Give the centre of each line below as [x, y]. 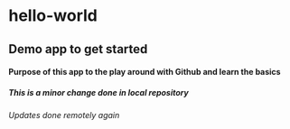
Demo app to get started [78, 49]
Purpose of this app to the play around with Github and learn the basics [145, 72]
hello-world [53, 16]
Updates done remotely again [64, 115]
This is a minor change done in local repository [98, 92]
